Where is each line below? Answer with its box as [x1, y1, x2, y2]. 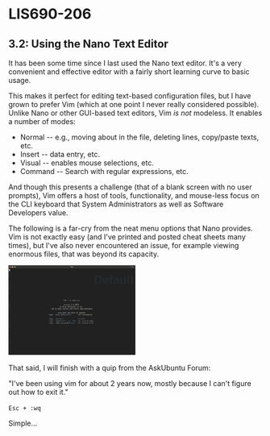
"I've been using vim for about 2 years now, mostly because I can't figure [8, 378, 251, 388]
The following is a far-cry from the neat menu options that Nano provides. [8, 223, 253, 233]
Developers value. [8, 208, 69, 218]
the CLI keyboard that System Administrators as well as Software [8, 199, 224, 209]
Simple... [8, 418, 38, 428]
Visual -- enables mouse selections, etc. [19, 158, 155, 168]
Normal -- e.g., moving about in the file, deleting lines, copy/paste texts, [19, 132, 260, 142]
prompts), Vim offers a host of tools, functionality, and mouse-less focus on [8, 191, 260, 200]
